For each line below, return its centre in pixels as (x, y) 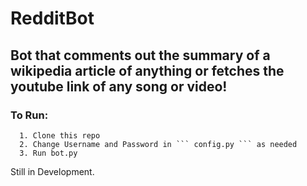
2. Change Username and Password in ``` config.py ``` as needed (158, 144)
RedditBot (52, 18)
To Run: (29, 115)
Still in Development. (52, 171)
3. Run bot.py (48, 153)
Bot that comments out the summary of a (140, 55)
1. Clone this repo (60, 135)
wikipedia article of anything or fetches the (147, 70)
